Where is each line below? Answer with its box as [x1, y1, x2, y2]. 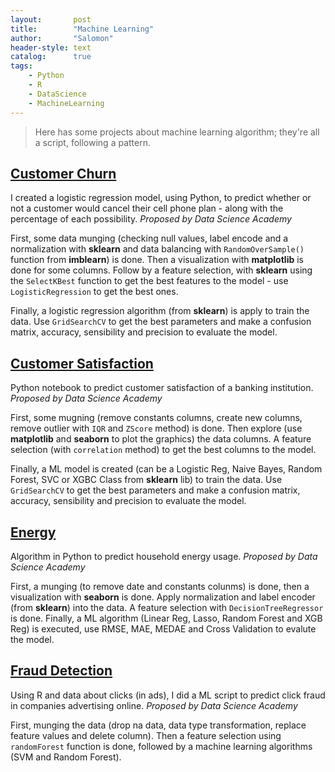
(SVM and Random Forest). [10, 751, 122, 763]
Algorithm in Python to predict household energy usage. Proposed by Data [10, 550, 318, 562]
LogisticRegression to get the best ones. [10, 286, 179, 298]
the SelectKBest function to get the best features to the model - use [10, 275, 289, 287]
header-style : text [10, 42, 92, 53]
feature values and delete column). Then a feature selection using [10, 729, 282, 741]
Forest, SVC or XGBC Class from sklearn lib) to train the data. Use [10, 474, 283, 486]
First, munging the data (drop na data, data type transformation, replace [10, 719, 307, 731]
